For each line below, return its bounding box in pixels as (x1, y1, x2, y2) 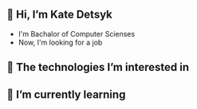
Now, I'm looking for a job (18, 37, 103, 47)
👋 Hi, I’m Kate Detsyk (6, 8, 112, 21)
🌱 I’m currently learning (6, 88, 126, 101)
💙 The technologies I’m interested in (6, 60, 190, 74)
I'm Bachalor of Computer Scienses (18, 29, 136, 38)
